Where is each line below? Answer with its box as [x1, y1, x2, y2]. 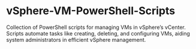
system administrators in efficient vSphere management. [6, 36, 146, 43]
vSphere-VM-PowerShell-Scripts [6, 4, 176, 18]
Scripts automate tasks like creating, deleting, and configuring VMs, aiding [6, 30, 191, 37]
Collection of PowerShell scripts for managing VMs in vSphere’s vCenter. [6, 24, 186, 31]
